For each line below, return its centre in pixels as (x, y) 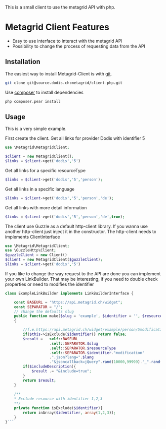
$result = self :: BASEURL (51, 339)
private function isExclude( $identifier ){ (58, 408)
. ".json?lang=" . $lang (71, 357)
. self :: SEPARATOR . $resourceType (83, 348)
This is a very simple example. (36, 129)
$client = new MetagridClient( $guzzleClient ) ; (54, 260)
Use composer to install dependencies (44, 92)
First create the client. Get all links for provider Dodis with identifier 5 (75, 138)
